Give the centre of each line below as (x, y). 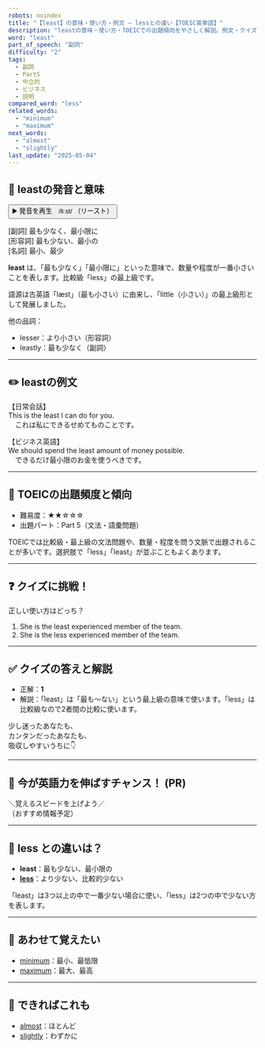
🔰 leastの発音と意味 (56, 189)
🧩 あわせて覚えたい (54, 940)
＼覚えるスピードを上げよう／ (56, 804)
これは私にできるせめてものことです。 (77, 425)
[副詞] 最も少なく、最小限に (53, 231)
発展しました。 (46, 305)
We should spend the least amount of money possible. (97, 450)
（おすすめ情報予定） (43, 813)
